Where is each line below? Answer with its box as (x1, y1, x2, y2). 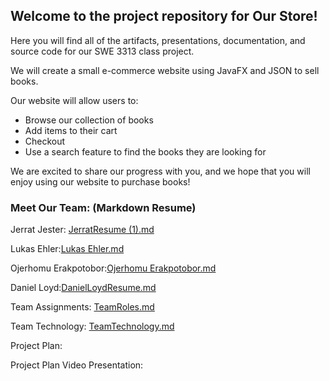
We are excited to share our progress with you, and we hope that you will (10, 165, 311, 177)
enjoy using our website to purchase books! (10, 175, 191, 188)
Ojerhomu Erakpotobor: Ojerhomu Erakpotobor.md (10, 262, 217, 274)
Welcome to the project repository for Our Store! (10, 8, 318, 25)
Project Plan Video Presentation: (10, 359, 144, 371)
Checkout (24, 135, 66, 147)
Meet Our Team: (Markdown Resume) (10, 200, 197, 214)
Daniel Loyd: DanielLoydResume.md (10, 282, 157, 294)
